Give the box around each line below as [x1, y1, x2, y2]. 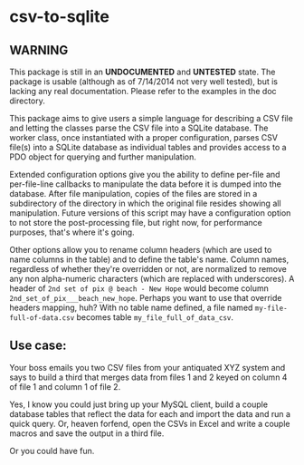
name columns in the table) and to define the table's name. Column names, [9, 254, 290, 265]
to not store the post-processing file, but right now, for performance [9, 218, 262, 228]
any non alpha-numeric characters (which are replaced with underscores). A [9, 274, 295, 284]
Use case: [9, 338, 67, 354]
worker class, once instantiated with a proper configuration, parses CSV [9, 132, 279, 142]
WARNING [9, 43, 69, 58]
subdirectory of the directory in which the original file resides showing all [9, 198, 282, 208]
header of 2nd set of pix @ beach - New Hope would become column [9, 283, 269, 294]
